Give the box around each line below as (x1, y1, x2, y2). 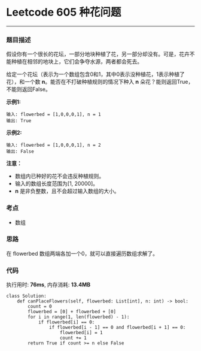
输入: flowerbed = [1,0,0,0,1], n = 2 (6, 142, 101, 149)
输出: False (6, 149, 34, 155)
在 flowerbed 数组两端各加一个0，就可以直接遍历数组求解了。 (6, 250, 159, 257)
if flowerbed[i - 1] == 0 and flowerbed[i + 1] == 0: (48, 325, 186, 331)
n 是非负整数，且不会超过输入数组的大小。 (14, 187, 120, 195)
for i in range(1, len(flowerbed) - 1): (28, 314, 130, 320)
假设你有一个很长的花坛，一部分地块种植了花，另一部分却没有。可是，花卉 (6, 50, 190, 58)
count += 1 (59, 335, 87, 341)
